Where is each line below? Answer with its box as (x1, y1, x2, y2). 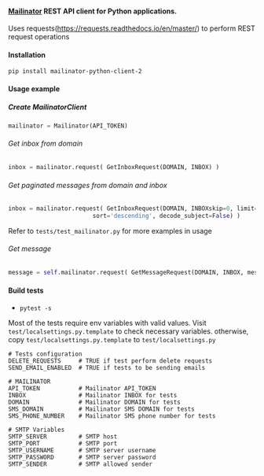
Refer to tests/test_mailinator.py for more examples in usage (8, 226, 212, 235)
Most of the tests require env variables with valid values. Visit (8, 319, 207, 328)
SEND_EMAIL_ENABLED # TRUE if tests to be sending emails (8, 364, 206, 372)
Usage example (8, 84, 60, 94)
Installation (8, 50, 46, 59)
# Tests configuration (8, 350, 82, 358)
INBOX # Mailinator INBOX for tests (8, 392, 178, 400)
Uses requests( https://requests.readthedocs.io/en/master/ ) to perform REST (8, 24, 255, 33)
